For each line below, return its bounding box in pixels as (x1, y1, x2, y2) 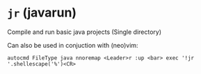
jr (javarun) (7, 5, 77, 21)
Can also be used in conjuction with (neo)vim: (7, 41, 138, 49)
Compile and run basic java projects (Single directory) (7, 28, 162, 36)
